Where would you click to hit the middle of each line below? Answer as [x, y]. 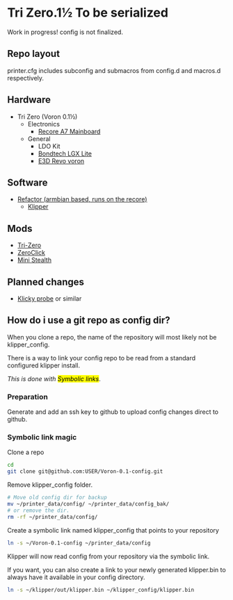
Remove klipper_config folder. [50, 485]
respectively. [25, 78]
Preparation [28, 397]
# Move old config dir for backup [57, 498]
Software [27, 182]
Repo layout [34, 54]
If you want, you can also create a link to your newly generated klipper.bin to [116, 569]
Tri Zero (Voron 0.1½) [47, 117]
